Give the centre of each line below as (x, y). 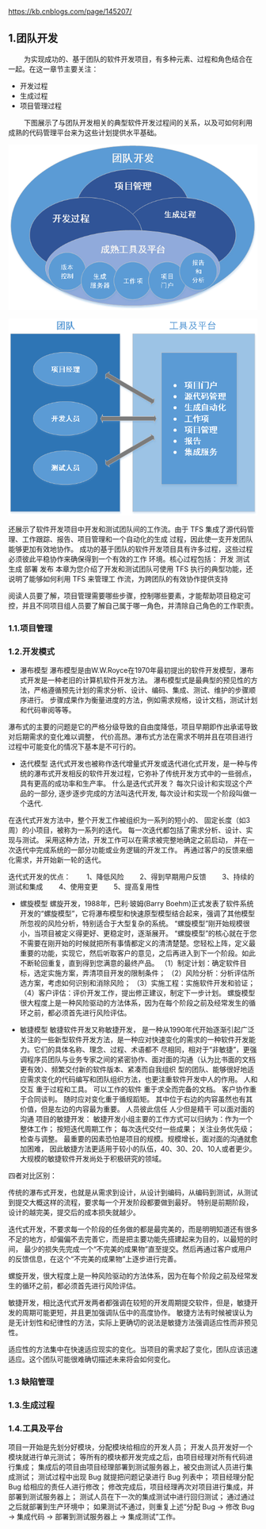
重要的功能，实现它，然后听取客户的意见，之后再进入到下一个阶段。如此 (137, 953)
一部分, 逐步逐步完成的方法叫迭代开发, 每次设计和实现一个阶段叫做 (142, 793)
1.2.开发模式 (32, 651)
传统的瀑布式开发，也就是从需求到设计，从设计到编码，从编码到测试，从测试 (133, 1192)
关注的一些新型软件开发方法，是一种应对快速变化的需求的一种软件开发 (134, 1039)
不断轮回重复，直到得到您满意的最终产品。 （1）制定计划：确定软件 (129, 963)
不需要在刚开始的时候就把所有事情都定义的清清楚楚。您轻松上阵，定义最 (137, 943)
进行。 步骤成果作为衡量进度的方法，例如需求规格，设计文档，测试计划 (142, 700)
